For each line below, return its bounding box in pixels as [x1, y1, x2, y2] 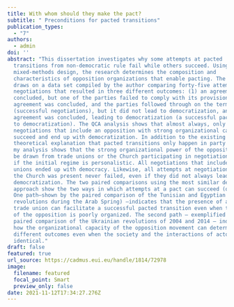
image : [7, 263, 26, 270]
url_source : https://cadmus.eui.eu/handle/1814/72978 [7, 257, 167, 264]
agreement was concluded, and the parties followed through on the [13, 101, 214, 108]
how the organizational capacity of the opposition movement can [13, 224, 208, 231]
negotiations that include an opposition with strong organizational [13, 127, 219, 134]
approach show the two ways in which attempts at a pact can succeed [13, 186, 219, 193]
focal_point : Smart [13, 276, 70, 283]
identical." [13, 237, 49, 244]
